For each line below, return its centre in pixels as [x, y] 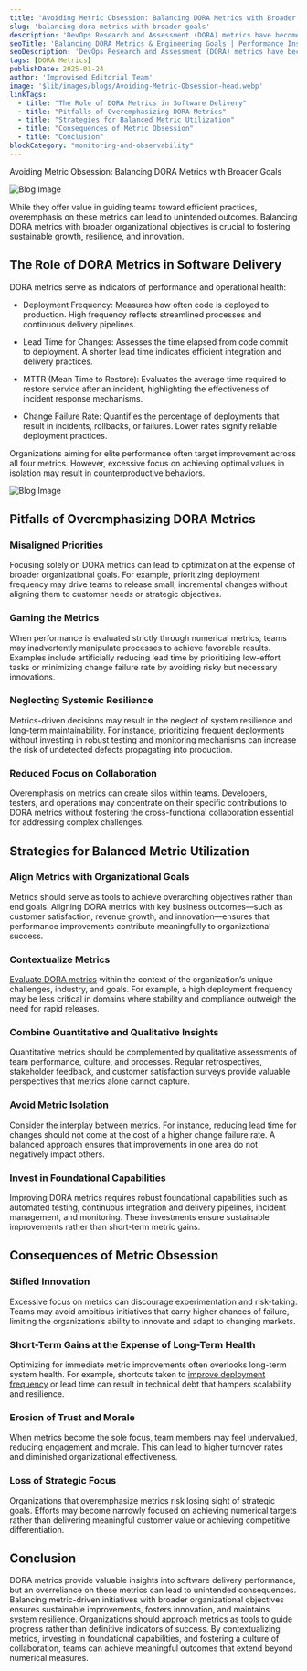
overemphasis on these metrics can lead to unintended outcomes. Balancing [153, 217]
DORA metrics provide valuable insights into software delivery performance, [153, 1580]
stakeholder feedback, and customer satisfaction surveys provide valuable [150, 1072]
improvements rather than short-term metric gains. [105, 1227]
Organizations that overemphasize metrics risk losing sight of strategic [143, 1500]
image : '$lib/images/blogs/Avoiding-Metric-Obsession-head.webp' [136, 86]
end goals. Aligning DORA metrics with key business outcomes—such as [146, 906]
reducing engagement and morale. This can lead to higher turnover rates [146, 1447]
